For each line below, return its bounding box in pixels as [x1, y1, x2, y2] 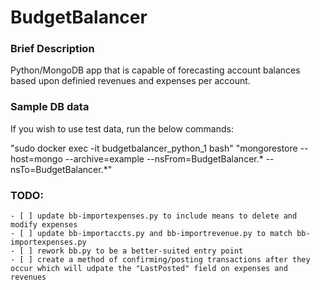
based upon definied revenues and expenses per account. [10, 75, 251, 87]
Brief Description [10, 42, 95, 56]
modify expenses [10, 220, 78, 230]
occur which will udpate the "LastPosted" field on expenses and [10, 264, 288, 274]
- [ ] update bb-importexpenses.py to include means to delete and [10, 211, 298, 221]
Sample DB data [10, 100, 90, 114]
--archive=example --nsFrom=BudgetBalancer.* [64, 152, 264, 165]
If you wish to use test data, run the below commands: [10, 122, 234, 135]
